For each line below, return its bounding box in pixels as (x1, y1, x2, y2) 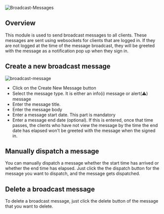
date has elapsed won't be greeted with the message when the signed (12, 128, 156, 133)
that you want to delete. (5, 203, 53, 210)
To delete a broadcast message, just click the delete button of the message (5, 198, 159, 204)
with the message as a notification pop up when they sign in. (5, 47, 129, 54)
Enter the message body (12, 106, 63, 112)
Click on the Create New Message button (12, 85, 96, 91)
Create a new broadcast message (5, 62, 111, 71)
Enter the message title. (12, 101, 61, 107)
